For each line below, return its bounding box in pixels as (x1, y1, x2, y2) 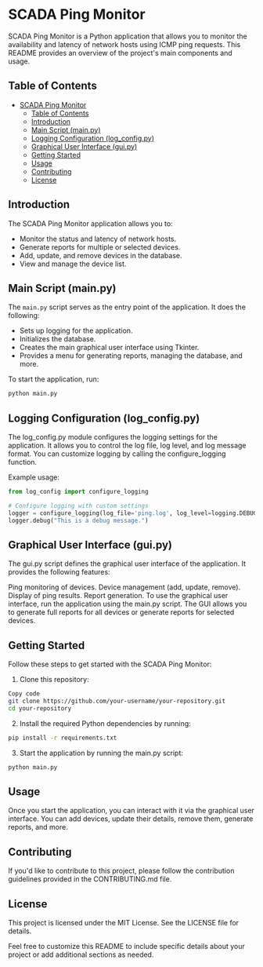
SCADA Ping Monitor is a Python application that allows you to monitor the (8, 31, 248, 41)
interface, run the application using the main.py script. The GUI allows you (8, 599, 247, 609)
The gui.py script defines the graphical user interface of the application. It (8, 559, 247, 568)
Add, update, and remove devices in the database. (19, 250, 182, 260)
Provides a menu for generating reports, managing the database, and (19, 351, 243, 360)
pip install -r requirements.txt (8, 734, 117, 742)
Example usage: (8, 473, 60, 482)
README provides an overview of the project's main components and (8, 48, 232, 57)
